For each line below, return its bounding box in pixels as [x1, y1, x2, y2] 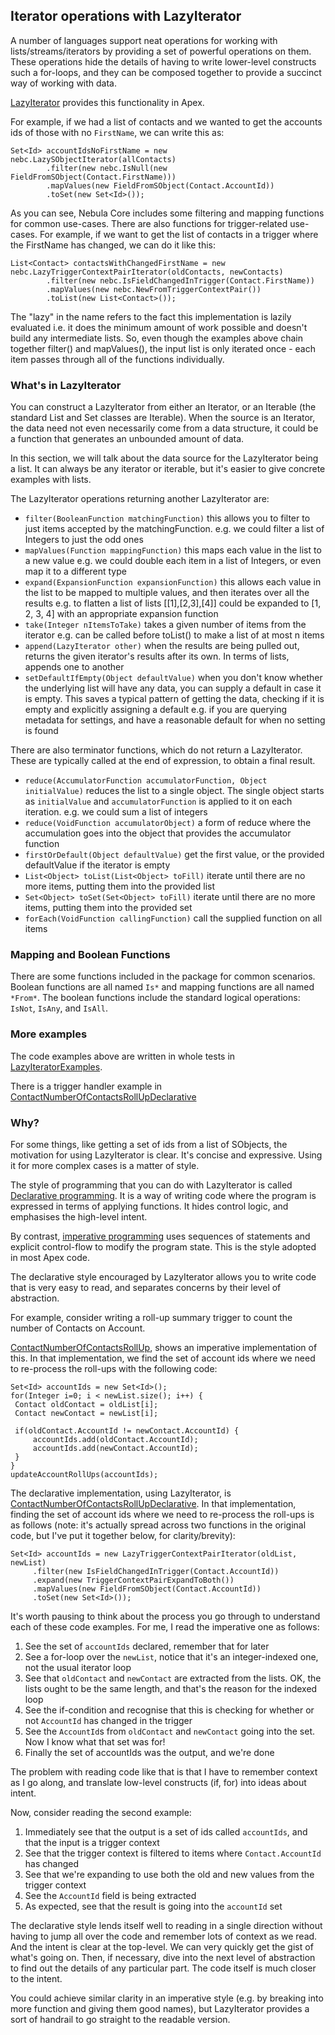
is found [24, 725, 59, 737]
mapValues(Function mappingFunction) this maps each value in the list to [24, 544, 322, 556]
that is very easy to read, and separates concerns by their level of [10, 1282, 282, 1293]
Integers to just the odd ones [24, 534, 144, 546]
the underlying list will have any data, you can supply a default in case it [24, 682, 322, 694]
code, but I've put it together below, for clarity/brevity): [10, 1530, 236, 1541]
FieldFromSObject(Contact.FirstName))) [10, 172, 177, 182]
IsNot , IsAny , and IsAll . [10, 1002, 109, 1014]
